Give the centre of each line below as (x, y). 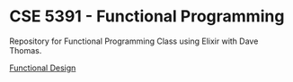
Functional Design (43, 68)
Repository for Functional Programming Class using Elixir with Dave (134, 41)
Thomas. (26, 50)
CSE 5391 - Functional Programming (147, 16)
